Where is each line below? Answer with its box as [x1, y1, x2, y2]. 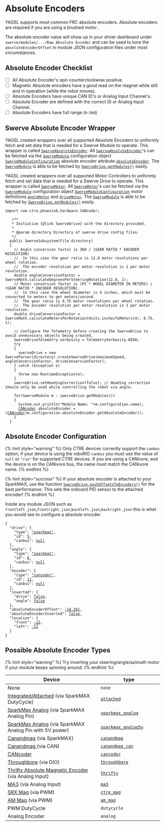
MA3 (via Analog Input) [7, 781, 61, 788]
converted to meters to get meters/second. [5, 294, 96, 299]
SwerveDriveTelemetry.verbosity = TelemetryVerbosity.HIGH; [14, 337, 139, 342]
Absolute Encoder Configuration [5, 432, 107, 441]
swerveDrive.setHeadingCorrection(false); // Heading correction [14, 380, 151, 385]
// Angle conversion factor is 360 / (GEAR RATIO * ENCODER [14, 247, 139, 252]
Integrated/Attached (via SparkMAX [7, 692, 90, 699]
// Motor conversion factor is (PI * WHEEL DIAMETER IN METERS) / [14, 281, 153, 286]
